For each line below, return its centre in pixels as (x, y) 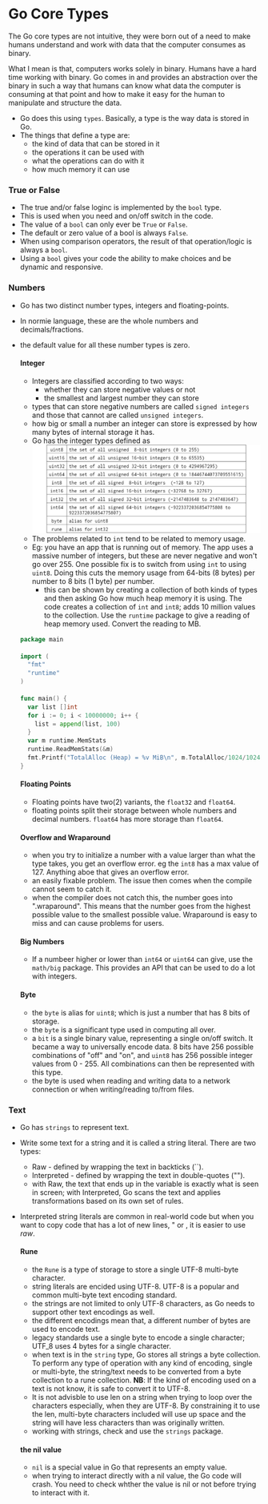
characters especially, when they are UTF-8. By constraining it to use (146, 1405)
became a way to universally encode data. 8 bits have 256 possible (143, 1047)
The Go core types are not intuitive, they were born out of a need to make (130, 36)
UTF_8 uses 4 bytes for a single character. (102, 1346)
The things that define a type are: (75, 135)
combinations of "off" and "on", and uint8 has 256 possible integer (142, 1055)
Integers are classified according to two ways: (108, 380)
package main (42, 639)
